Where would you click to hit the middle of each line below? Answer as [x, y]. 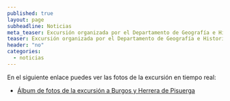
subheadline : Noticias [39, 26]
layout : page [26, 20]
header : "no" [26, 45]
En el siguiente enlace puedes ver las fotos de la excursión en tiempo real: [112, 77]
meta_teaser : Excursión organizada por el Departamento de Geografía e [111, 32]
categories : [24, 52]
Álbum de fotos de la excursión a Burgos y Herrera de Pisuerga [106, 90]
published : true [30, 13]
